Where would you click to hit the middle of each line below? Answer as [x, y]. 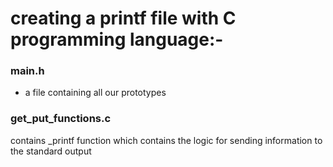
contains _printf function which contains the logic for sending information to [166, 140]
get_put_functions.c [61, 119]
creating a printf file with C [123, 18]
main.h [27, 71]
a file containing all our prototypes [95, 93]
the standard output [51, 151]
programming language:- [117, 39]
